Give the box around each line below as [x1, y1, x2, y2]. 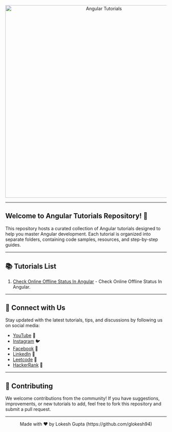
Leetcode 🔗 [12, 356, 37, 363]
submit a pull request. [5, 406, 51, 412]
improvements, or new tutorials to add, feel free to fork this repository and [5, 401, 161, 407]
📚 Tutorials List [5, 262, 56, 271]
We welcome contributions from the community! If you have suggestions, [5, 396, 160, 402]
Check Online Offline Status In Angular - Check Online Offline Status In [12, 278, 162, 285]
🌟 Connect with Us [5, 304, 66, 312]
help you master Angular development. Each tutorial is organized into [5, 231, 151, 237]
